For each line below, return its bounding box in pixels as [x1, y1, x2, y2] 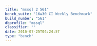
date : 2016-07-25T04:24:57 [5, 29, 60, 34]
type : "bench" [5, 34, 34, 39]
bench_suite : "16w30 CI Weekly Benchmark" [5, 11, 93, 16]
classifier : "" [5, 25, 36, 30]
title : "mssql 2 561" [5, 7, 49, 12]
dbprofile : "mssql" [5, 20, 45, 25]
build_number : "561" [5, 16, 47, 21]
